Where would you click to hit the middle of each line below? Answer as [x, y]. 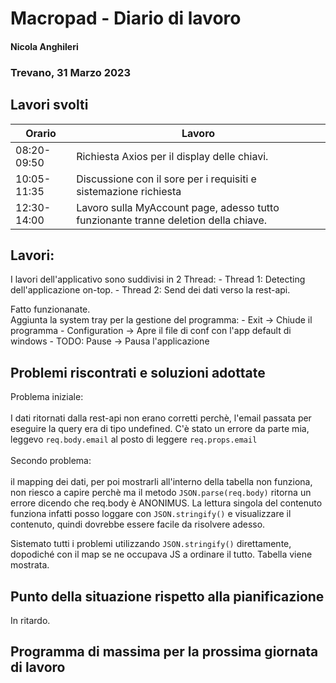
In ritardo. [30, 620]
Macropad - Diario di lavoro [126, 18]
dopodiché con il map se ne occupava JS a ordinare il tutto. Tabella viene [161, 554]
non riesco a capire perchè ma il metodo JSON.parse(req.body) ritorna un [161, 493]
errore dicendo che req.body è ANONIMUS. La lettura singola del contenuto [166, 503]
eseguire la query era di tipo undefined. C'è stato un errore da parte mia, [160, 429]
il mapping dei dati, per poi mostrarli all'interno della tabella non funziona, [161, 482]
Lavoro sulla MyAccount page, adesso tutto [178, 207]
